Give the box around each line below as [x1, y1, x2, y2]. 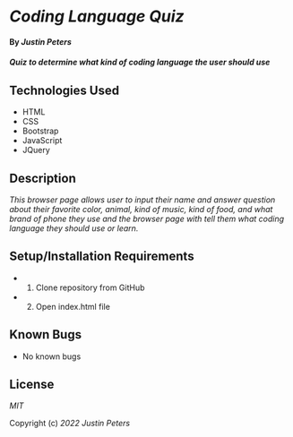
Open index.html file [35, 301, 110, 312]
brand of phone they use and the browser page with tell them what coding [9, 213, 285, 224]
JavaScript [22, 135, 63, 146]
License [9, 377, 55, 392]
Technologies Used [9, 82, 119, 98]
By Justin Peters [9, 36, 72, 47]
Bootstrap [22, 125, 59, 136]
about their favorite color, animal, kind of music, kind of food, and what [9, 204, 273, 214]
